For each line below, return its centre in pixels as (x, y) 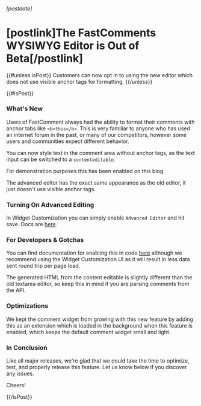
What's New (25, 109)
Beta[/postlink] (45, 58)
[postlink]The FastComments (81, 33)
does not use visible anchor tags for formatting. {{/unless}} (79, 81)
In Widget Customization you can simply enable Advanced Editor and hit (95, 218)
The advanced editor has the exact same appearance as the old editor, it (96, 182)
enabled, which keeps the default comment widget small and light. (88, 332)
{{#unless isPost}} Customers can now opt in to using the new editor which (100, 75)
